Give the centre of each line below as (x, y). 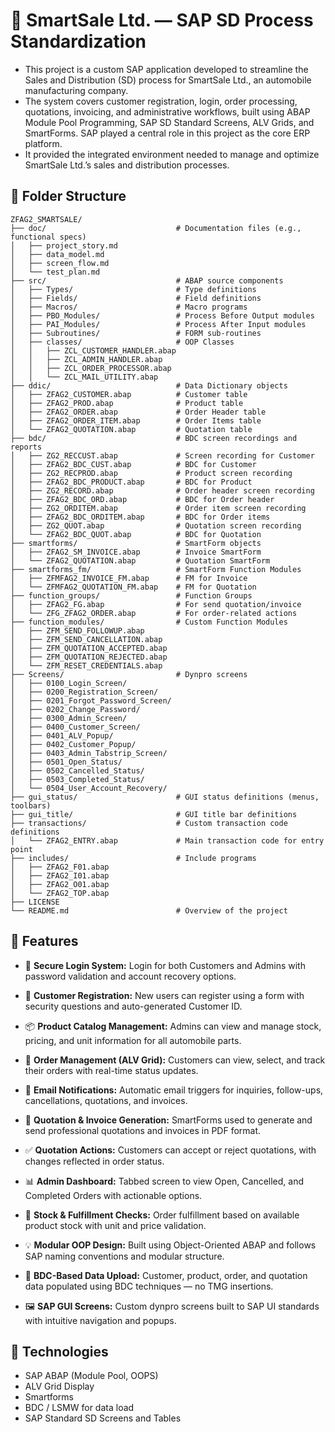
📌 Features (44, 941)
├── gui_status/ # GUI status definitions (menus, (165, 797)
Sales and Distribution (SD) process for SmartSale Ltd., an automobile (168, 80)
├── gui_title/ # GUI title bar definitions (154, 814)
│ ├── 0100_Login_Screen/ (69, 683)
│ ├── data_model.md (57, 254)
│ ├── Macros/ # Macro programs (129, 307)
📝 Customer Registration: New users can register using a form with (164, 995)
